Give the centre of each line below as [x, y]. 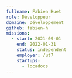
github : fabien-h [27, 28]
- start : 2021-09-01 [36, 39]
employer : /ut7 [35, 55]
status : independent [42, 50]
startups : [29, 60]
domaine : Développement [35, 22]
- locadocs [35, 66]
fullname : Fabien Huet [34, 11]
